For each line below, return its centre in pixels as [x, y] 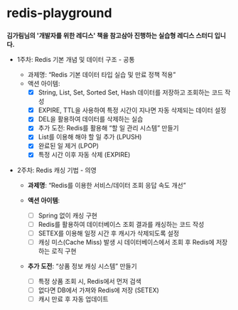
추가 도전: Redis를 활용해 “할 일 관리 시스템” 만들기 [108, 128]
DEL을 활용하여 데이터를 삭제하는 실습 [91, 119]
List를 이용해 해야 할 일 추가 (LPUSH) [90, 137]
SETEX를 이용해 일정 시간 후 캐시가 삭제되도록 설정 [109, 233]
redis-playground [59, 13]
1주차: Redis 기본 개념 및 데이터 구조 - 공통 [76, 60]
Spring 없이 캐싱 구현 [67, 215]
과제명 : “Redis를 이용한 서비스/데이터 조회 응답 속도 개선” [107, 185]
